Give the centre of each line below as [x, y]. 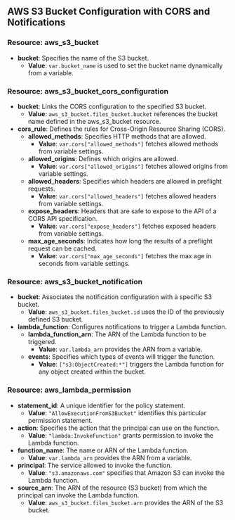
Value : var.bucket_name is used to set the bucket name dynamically [125, 65]
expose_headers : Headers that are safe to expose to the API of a [122, 211]
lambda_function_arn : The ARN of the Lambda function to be [117, 334]
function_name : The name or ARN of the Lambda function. [103, 450]
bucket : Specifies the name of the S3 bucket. [83, 58]
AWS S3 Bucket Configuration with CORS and [109, 12]
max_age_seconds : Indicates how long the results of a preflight [120, 241]
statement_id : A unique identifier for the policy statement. [101, 405]
